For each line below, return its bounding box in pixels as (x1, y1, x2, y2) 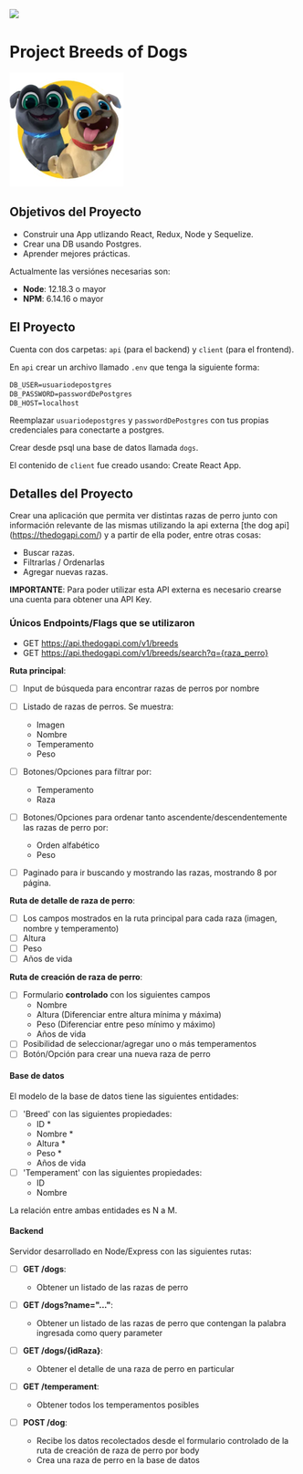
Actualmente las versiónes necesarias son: (9, 266, 171, 277)
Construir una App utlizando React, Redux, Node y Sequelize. (22, 228, 254, 239)
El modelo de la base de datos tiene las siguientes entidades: (9, 1091, 239, 1102)
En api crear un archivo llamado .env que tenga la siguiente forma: (9, 361, 260, 372)
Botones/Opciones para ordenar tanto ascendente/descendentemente (22, 811, 287, 822)
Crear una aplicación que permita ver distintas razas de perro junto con (9, 510, 278, 521)
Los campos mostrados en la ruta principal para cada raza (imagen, (22, 913, 277, 924)
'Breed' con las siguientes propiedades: (22, 1108, 172, 1119)
